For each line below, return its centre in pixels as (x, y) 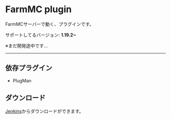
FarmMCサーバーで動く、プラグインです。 (50, 24)
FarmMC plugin (39, 9)
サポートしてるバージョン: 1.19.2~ (41, 35)
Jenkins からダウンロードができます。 (45, 111)
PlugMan (22, 80)
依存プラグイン (29, 68)
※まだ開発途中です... (27, 46)
